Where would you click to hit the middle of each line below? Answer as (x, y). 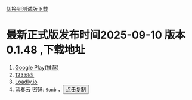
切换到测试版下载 (27, 9)
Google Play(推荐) (37, 67)
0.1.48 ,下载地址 (46, 50)
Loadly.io (26, 82)
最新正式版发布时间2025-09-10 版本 (96, 35)
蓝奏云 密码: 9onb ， (39, 89)
